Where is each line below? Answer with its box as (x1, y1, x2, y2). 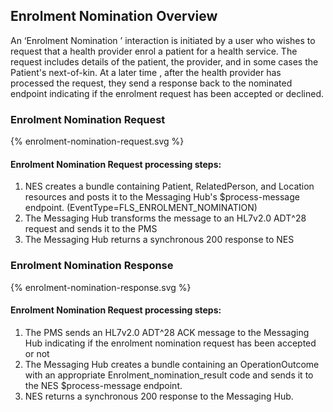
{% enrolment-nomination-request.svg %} (10, 135, 185, 148)
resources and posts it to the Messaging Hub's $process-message (24, 191, 300, 203)
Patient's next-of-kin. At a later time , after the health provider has (10, 66, 282, 78)
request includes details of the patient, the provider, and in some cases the (10, 55, 319, 68)
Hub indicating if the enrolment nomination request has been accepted (24, 337, 317, 349)
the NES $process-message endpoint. (24, 379, 183, 391)
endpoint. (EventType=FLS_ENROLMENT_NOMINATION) (24, 202, 258, 214)
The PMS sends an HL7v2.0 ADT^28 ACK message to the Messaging (24, 326, 310, 338)
